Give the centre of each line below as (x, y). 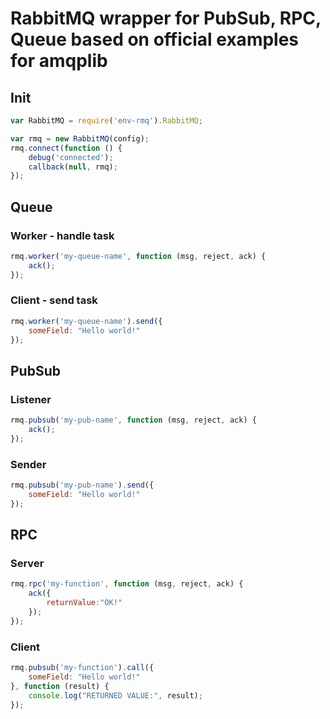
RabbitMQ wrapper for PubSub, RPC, (166, 18)
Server (27, 564)
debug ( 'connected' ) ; (71, 157)
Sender (28, 464)
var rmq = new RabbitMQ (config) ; (80, 138)
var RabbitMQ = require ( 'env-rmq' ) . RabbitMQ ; (106, 121)
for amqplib (59, 61)
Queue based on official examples (155, 39)
